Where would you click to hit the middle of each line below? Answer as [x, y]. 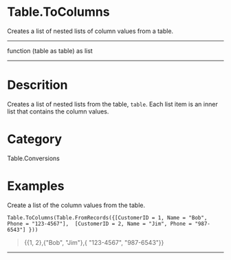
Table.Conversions [33, 158]
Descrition [37, 85]
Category [35, 139]
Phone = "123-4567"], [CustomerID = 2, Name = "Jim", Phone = [100, 224]
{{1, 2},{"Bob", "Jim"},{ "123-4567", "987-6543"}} [94, 242]
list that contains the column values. [58, 111]
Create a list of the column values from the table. [76, 205]
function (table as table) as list [50, 51]
